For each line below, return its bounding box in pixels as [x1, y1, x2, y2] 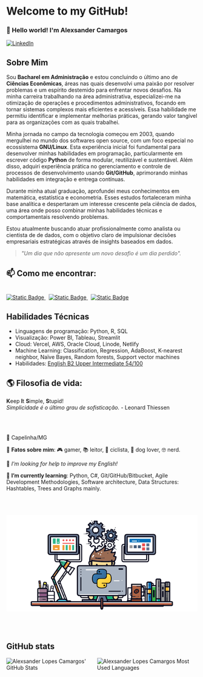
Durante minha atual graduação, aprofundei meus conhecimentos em [6, 187, 180, 195]
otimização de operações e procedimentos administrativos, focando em [6, 99, 186, 107]
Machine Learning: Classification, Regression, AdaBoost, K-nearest [15, 346, 183, 354]
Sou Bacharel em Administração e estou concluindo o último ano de [6, 74, 178, 81]
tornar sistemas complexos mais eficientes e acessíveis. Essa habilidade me [6, 106, 196, 113]
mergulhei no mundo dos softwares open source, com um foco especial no [6, 137, 194, 144]
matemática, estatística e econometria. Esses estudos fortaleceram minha [6, 194, 191, 201]
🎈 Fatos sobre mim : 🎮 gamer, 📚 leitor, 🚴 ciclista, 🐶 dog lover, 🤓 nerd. [6, 445, 181, 453]
